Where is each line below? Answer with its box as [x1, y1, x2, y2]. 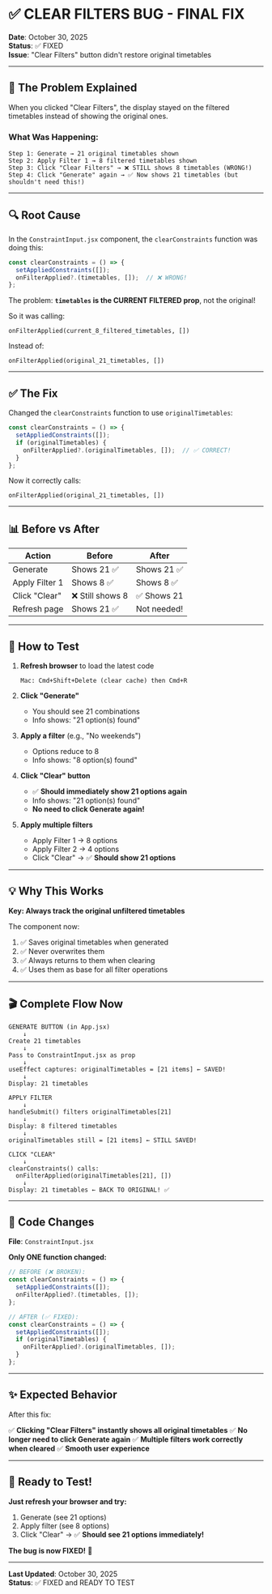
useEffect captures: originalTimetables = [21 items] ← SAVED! [8, 1065, 227, 1073]
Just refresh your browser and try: [8, 1496, 127, 1507]
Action [24, 550, 51, 561]
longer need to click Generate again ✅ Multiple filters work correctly [8, 1434, 244, 1444]
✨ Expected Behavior [8, 1388, 117, 1402]
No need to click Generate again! [32, 804, 145, 814]
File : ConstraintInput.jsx [8, 1237, 95, 1247]
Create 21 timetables [8, 1037, 82, 1045]
